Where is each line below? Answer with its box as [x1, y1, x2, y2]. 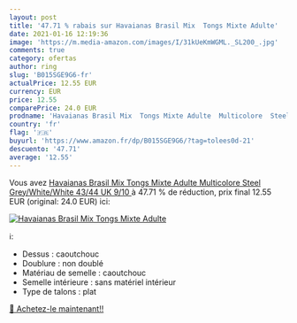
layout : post [9, 12, 57, 22]
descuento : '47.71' [9, 144, 81, 153]
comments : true [9, 46, 65, 55]
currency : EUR [9, 87, 62, 96]
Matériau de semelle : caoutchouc [21, 267, 147, 278]
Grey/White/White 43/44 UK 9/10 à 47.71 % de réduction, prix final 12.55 [9, 187, 272, 197]
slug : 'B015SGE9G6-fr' [9, 71, 93, 80]
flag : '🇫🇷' [9, 128, 53, 137]
